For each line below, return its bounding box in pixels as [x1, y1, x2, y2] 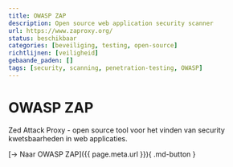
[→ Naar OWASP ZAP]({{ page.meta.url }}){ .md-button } [8, 149, 196, 159]
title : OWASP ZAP [8, 11, 67, 20]
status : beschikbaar [8, 34, 78, 43]
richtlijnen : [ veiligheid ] [8, 49, 99, 57]
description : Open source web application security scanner [8, 19, 215, 27]
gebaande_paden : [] [8, 57, 74, 65]
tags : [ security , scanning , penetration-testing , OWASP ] [8, 64, 203, 72]
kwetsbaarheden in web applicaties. [8, 133, 129, 143]
